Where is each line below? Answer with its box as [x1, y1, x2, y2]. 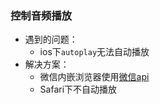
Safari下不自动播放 [39, 83, 118, 96]
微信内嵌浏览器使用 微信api [39, 71, 150, 83]
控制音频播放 [10, 8, 73, 22]
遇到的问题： [24, 33, 78, 46]
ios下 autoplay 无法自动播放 [39, 46, 150, 58]
